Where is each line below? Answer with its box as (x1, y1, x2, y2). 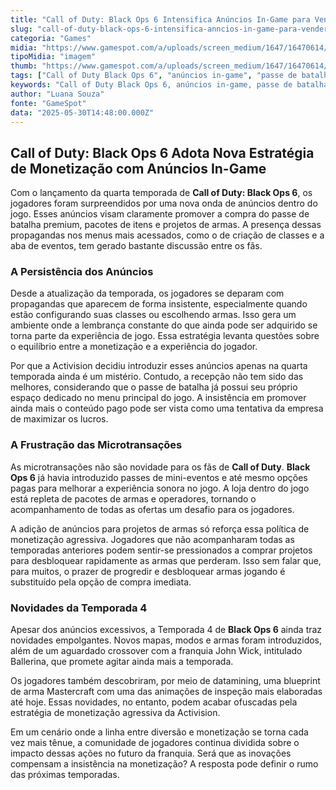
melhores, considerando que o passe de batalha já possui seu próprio (10, 381, 298, 393)
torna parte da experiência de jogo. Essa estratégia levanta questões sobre (10, 330, 320, 342)
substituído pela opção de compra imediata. (10, 576, 192, 588)
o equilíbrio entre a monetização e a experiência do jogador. (10, 341, 258, 353)
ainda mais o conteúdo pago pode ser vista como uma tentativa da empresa (10, 402, 324, 415)
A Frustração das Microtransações (10, 438, 183, 452)
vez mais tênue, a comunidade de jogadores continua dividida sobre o (10, 737, 300, 749)
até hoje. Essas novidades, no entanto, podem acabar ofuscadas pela (10, 696, 298, 708)
